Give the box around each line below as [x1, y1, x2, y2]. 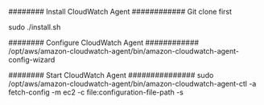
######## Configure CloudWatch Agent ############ [8, 38, 200, 47]
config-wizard [8, 55, 56, 64]
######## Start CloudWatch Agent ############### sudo [8, 71, 214, 79]
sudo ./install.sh [8, 22, 61, 31]
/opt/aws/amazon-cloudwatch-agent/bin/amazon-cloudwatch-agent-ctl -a [8, 79, 257, 88]
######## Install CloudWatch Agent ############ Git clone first [8, 7, 232, 16]
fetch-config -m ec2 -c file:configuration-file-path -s [8, 87, 184, 97]
